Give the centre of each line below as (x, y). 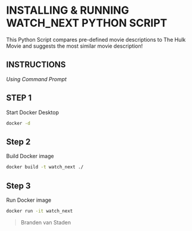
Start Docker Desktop (33, 112)
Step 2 (18, 142)
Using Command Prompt (37, 79)
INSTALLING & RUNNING (68, 10)
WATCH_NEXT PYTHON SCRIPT (87, 23)
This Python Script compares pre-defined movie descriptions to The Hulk (96, 39)
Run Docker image (29, 200)
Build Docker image (30, 156)
